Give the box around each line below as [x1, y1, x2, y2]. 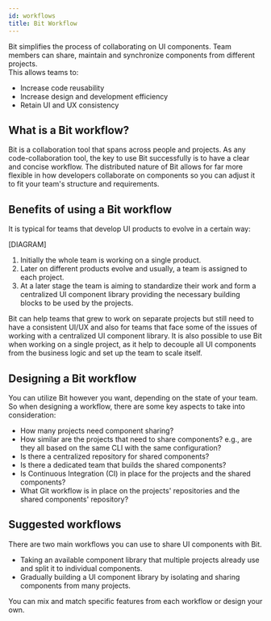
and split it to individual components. [19, 563, 143, 573]
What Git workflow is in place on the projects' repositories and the [19, 485, 240, 495]
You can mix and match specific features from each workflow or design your [8, 596, 263, 606]
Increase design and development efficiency [19, 91, 169, 101]
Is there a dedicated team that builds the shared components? [19, 459, 227, 469]
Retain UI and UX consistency [19, 100, 119, 110]
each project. [19, 272, 65, 283]
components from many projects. [19, 581, 131, 590]
